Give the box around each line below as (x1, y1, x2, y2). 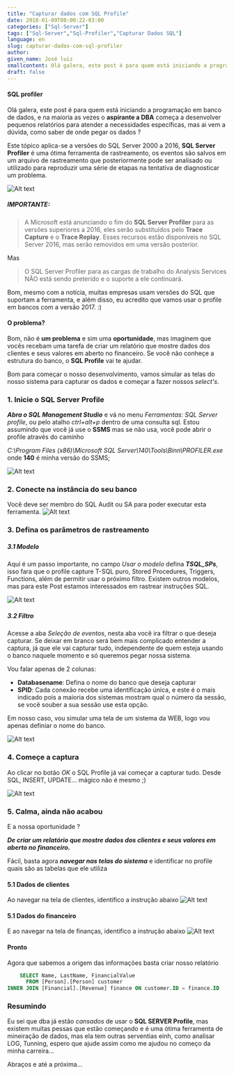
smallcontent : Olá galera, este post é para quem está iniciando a (7, 62, 208, 69)
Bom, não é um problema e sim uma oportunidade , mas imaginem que (7, 334, 212, 342)
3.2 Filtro (7, 611, 34, 620)
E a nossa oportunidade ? (7, 822, 81, 830)
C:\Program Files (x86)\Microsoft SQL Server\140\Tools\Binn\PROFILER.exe (7, 447, 224, 455)
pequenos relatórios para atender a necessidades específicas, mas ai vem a (7, 120, 226, 129)
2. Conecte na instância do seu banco (7, 485, 137, 495)
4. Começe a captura (7, 752, 79, 762)
